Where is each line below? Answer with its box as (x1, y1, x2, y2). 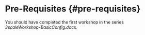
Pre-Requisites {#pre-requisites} (5, 3, 141, 14)
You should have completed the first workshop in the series (5, 19, 124, 25)
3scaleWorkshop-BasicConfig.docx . (5, 24, 78, 30)
